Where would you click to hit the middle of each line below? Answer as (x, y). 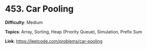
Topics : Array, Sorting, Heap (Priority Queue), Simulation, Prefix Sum (74, 32)
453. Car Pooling (39, 9)
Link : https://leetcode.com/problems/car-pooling (54, 41)
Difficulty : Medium (24, 22)
